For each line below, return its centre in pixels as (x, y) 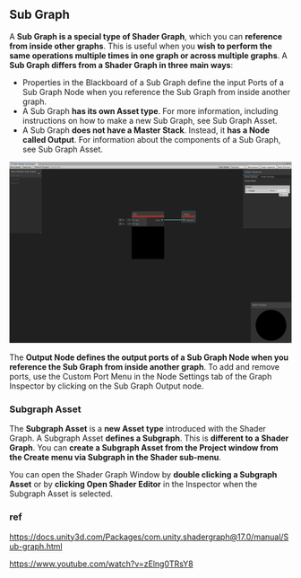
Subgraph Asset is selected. (61, 494)
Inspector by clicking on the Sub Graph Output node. (107, 386)
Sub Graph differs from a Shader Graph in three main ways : (121, 65)
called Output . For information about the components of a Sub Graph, (151, 139)
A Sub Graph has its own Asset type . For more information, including (150, 110)
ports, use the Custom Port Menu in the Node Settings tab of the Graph (141, 377)
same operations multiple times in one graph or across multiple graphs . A (149, 55)
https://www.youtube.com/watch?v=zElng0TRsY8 (102, 564)
